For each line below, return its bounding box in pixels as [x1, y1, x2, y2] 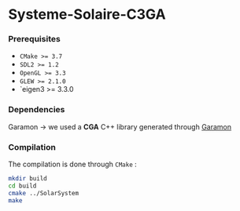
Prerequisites [8, 34, 61, 45]
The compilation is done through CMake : [8, 159, 138, 169]
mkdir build [8, 175, 47, 183]
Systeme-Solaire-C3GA [8, 5, 167, 24]
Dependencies [8, 104, 65, 115]
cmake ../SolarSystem [8, 189, 79, 197]
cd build [8, 182, 37, 190]
